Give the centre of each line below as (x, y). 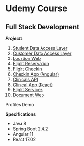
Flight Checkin (27, 69)
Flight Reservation (31, 64)
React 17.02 (24, 139)
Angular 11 (23, 134)
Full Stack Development (42, 27)
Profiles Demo (20, 104)
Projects (14, 38)
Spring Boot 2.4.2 (30, 129)
